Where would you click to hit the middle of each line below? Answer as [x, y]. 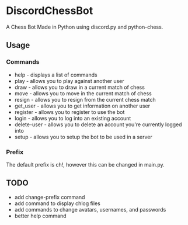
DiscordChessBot [50, 11]
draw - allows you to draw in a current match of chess [79, 87]
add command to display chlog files [57, 203]
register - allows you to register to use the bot [69, 112]
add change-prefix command [50, 197]
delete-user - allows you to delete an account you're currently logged [98, 124]
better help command [40, 216]
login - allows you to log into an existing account [73, 118]
